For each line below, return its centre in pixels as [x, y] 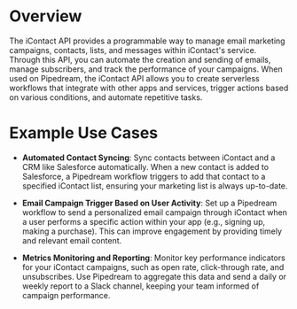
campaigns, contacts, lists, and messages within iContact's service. [133, 50]
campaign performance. [66, 295]
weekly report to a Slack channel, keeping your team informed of [141, 286]
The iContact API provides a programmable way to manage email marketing [147, 41]
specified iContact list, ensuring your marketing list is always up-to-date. [155, 185]
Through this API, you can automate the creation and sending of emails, [140, 59]
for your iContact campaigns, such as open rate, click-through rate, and [153, 267]
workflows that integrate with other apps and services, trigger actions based [149, 88]
